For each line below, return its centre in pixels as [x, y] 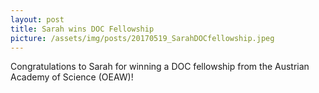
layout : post [37, 19]
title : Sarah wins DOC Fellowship [82, 29]
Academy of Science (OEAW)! [72, 77]
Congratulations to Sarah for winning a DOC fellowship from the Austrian [160, 67]
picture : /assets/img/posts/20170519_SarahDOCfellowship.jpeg [142, 38]
